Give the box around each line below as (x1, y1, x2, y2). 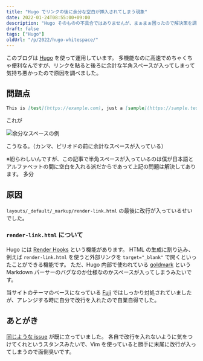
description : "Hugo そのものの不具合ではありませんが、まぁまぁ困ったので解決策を (6, 20, 193, 26)
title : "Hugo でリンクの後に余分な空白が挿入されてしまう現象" (6, 8, 148, 15)
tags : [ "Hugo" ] (6, 31, 45, 37)
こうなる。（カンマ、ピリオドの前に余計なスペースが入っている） (6, 142, 167, 150)
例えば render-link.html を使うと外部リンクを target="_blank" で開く (6, 253, 181, 260)
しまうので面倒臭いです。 (11, 348, 75, 355)
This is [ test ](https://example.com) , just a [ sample (6, 105, 145, 111)
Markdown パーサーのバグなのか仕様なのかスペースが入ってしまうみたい (6, 268, 187, 275)
